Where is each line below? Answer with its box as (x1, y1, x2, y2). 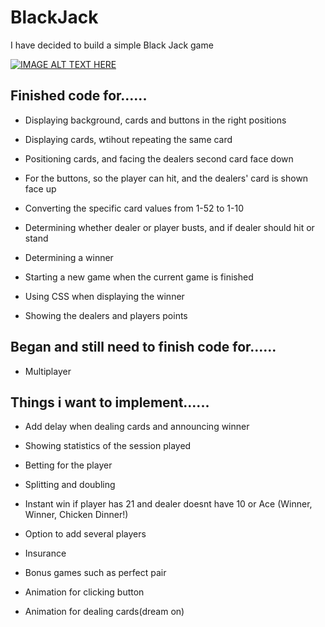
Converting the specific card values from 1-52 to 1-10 (24, 202, 245, 214)
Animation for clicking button (24, 586, 145, 598)
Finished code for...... (10, 87, 148, 105)
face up (24, 182, 57, 195)
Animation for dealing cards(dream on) (24, 606, 185, 618)
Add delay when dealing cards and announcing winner (24, 421, 250, 433)
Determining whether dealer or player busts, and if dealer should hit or (24, 221, 315, 233)
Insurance (24, 547, 67, 560)
